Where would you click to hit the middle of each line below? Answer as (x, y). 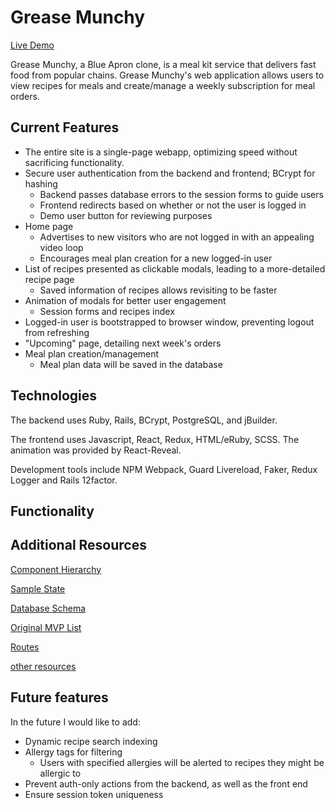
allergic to (60, 773)
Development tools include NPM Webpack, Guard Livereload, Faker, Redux (164, 469)
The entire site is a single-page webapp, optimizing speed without (161, 152)
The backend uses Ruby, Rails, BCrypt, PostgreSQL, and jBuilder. (144, 420)
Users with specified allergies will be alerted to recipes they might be (182, 762)
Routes (25, 647)
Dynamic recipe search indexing (91, 741)
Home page (49, 226)
